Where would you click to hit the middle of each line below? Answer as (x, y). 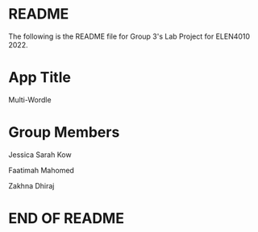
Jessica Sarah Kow (40, 155)
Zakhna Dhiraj (31, 185)
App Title (40, 78)
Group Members (64, 133)
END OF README (67, 218)
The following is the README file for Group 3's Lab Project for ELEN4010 (129, 36)
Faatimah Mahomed (42, 170)
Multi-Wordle (30, 99)
